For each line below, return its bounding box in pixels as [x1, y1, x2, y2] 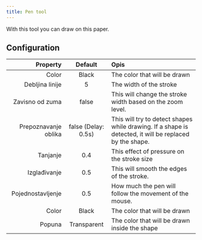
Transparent [69, 220, 104, 229]
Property [35, 61, 62, 69]
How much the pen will [111, 182, 176, 190]
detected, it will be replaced [111, 130, 189, 138]
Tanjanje [37, 151, 62, 159]
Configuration [6, 43, 60, 53]
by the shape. [111, 138, 150, 146]
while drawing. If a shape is [111, 123, 188, 131]
